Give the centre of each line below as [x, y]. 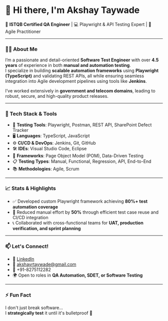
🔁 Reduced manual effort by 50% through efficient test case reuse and [85, 212]
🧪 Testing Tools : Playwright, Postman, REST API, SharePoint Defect [82, 125]
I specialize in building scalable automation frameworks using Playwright [82, 71]
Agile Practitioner [23, 31]
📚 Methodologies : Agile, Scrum [46, 169]
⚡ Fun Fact [18, 295]
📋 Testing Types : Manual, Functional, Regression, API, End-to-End [82, 161]
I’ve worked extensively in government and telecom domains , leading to [80, 91]
